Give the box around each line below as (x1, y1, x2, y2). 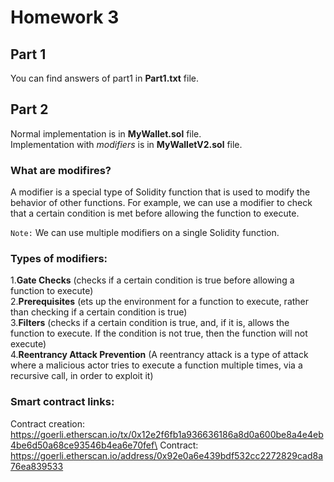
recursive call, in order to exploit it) (10, 370, 154, 382)
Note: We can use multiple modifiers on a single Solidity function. (10, 227, 280, 239)
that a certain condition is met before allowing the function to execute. (10, 207, 300, 220)
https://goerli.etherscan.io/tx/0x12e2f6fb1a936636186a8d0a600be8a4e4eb (10, 428, 324, 440)
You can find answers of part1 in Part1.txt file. (10, 72, 199, 84)
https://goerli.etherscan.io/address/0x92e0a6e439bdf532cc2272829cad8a (10, 449, 324, 461)
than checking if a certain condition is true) (10, 306, 188, 318)
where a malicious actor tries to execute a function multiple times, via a (10, 359, 303, 371)
